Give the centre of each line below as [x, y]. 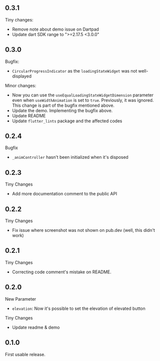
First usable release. [25, 354]
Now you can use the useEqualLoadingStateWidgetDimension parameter [83, 95]
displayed [22, 76]
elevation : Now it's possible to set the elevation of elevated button [79, 308]
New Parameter [21, 299]
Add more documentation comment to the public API [64, 194]
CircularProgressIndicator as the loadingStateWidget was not [74, 71]
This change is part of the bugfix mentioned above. [63, 105]
